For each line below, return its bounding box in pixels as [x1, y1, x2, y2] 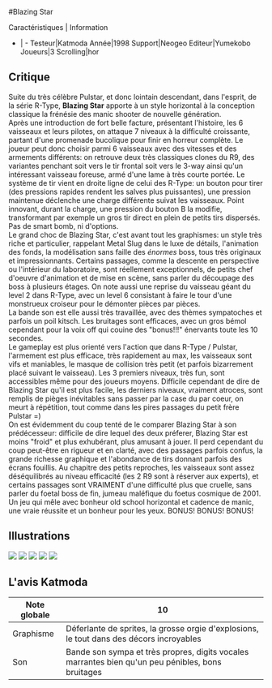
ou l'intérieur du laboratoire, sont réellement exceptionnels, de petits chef [8, 264, 253, 274]
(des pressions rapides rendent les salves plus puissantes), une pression [8, 187, 251, 196]
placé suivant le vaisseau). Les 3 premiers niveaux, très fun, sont [8, 368, 225, 377]
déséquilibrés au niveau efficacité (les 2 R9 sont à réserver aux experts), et [8, 471, 259, 481]
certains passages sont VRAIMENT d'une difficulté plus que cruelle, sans [8, 479, 253, 489]
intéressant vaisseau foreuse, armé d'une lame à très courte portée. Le [8, 170, 245, 179]
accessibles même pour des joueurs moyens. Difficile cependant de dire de [8, 376, 261, 386]
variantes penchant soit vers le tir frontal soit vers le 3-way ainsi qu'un [8, 161, 244, 170]
